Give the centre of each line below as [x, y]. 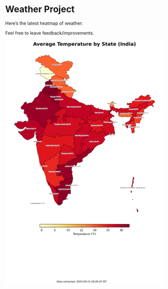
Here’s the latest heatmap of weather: [44, 23]
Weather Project [40, 9]
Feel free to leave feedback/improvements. [50, 33]
